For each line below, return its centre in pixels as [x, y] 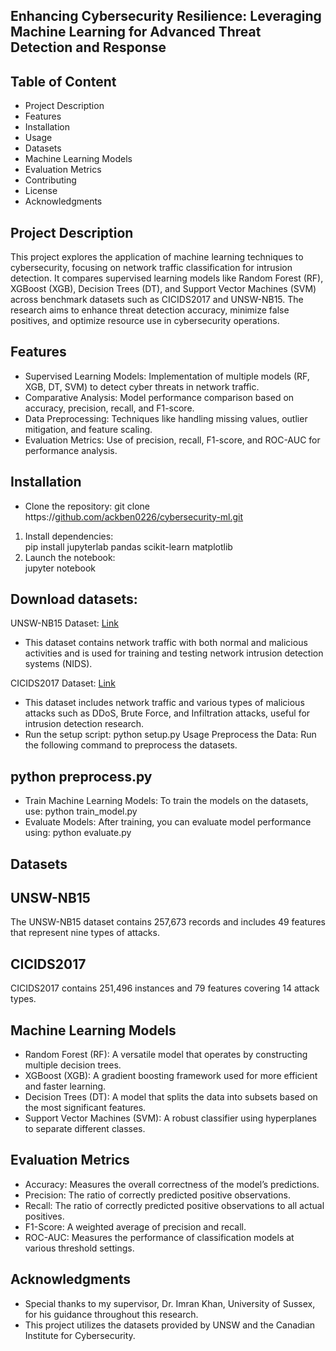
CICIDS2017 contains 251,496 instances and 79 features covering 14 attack [165, 988]
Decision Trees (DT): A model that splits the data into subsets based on [171, 1097]
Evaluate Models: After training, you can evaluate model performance [168, 822]
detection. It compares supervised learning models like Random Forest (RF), [167, 278]
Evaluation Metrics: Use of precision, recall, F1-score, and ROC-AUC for [172, 440]
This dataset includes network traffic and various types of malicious [164, 703]
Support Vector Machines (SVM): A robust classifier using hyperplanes [170, 1118]
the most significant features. [85, 1108]
